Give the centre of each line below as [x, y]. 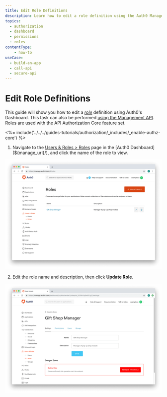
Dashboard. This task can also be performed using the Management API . [80, 118]
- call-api [21, 68]
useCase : [14, 58]
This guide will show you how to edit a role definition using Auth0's [74, 112]
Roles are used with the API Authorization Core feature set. [65, 123]
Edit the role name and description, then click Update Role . [73, 277]
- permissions [24, 37]
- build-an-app [25, 63]
